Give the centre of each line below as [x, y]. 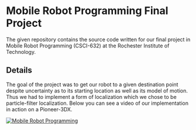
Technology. [21, 52]
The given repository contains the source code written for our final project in [98, 39]
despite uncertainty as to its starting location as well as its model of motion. [97, 90]
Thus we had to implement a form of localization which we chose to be [91, 97]
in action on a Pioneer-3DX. [39, 109]
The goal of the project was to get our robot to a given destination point [92, 84]
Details [19, 71]
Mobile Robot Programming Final [87, 11]
